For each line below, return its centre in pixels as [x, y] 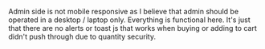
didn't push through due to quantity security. [82, 36]
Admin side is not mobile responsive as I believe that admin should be [124, 11]
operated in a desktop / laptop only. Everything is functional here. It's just [129, 20]
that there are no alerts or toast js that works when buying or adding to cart [132, 28]
